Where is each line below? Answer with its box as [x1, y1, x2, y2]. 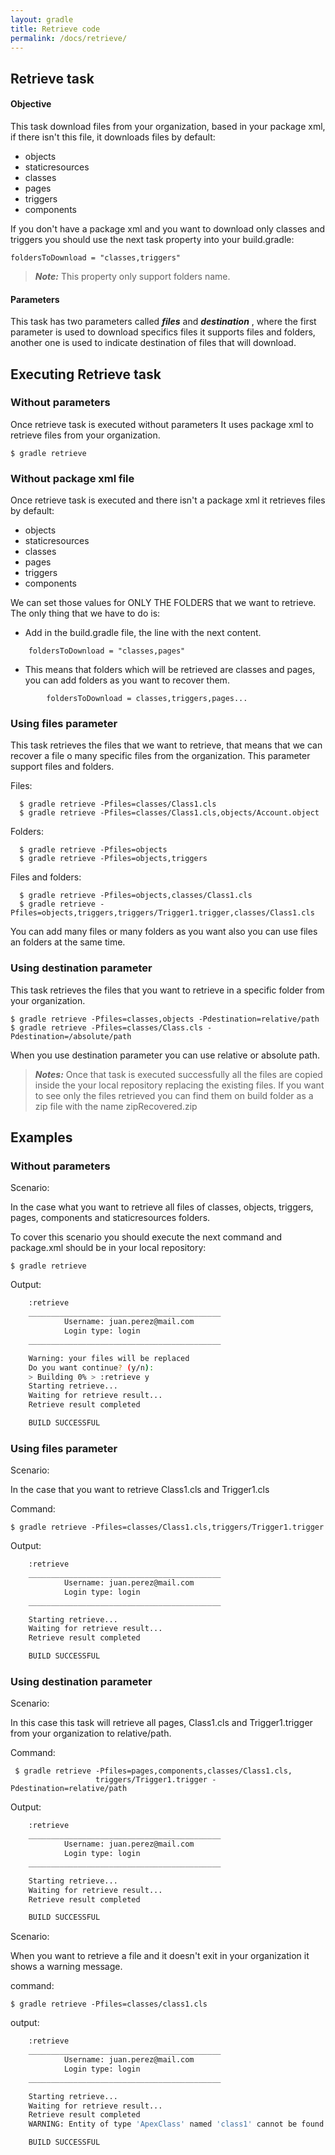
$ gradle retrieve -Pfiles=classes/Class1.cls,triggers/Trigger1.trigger [10, 1522, 325, 1533]
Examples [10, 1129, 73, 1146]
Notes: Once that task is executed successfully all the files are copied [34, 1068, 323, 1080]
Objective [10, 98, 52, 110]
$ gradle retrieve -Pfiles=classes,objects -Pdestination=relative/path [10, 1014, 320, 1024]
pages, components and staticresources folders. [10, 1212, 211, 1224]
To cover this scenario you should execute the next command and [10, 1231, 283, 1243]
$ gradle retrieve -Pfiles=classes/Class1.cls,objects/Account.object [19, 808, 320, 818]
